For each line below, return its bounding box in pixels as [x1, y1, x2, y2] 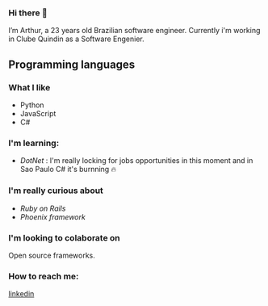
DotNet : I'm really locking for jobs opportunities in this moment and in [19, 156, 253, 166]
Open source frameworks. [8, 250, 95, 260]
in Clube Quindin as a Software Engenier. [8, 34, 144, 44]
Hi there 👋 [8, 7, 48, 19]
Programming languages [8, 57, 136, 71]
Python [19, 100, 44, 110]
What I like [8, 82, 51, 93]
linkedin [8, 289, 35, 299]
